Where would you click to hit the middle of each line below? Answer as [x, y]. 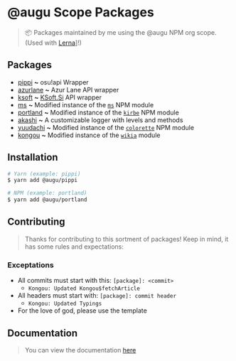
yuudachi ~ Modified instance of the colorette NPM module [106, 127]
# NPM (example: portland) [47, 193]
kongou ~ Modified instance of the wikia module [89, 135]
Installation [33, 157]
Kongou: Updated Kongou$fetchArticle [84, 289]
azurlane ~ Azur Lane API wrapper [68, 90]
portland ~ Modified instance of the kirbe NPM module [98, 112]
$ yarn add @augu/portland [47, 200]
